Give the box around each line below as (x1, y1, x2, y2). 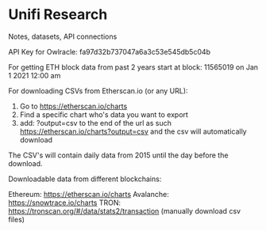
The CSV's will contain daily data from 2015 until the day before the (8, 150, 229, 160)
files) (8, 214, 25, 224)
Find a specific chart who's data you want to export (19, 109, 189, 119)
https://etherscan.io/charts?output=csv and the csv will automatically (19, 127, 248, 136)
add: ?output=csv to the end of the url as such (19, 118, 172, 127)
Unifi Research (8, 6, 108, 24)
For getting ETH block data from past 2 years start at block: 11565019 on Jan (8, 62, 259, 72)
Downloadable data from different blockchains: (8, 174, 162, 184)
